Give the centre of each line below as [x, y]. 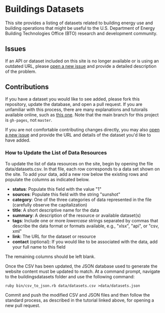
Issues [16, 49]
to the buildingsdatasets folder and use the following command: [70, 276]
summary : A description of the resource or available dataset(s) [77, 215]
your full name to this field [39, 247]
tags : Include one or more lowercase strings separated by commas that [85, 220]
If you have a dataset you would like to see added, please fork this [72, 99]
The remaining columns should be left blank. [50, 257]
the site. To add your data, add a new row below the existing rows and [77, 174]
